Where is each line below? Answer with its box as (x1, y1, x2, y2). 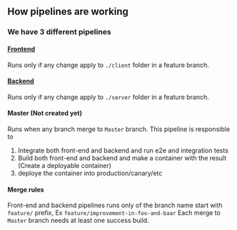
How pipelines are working (7, 6, 128, 18)
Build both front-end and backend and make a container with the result (17, 153, 227, 162)
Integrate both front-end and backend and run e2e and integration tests (17, 146, 228, 155)
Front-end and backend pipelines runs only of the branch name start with (7, 201, 223, 209)
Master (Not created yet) (7, 109, 82, 117)
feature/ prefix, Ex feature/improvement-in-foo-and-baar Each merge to (7, 209, 221, 217)
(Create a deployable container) (17, 161, 112, 169)
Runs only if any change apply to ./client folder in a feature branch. (7, 61, 209, 69)
